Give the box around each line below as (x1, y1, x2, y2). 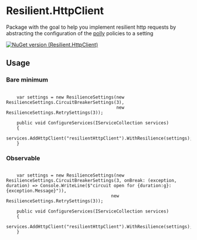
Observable (6, 154, 40, 162)
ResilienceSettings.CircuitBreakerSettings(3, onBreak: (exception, (6, 177, 177, 183)
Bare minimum (6, 76, 49, 84)
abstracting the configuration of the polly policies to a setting (6, 29, 154, 36)
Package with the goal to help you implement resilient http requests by (6, 23, 176, 31)
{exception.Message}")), (6, 188, 67, 194)
